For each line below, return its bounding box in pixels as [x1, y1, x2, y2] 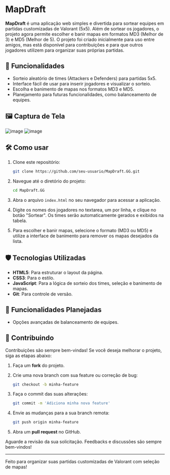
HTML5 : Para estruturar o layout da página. [12, 269, 104, 275]
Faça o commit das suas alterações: [12, 391, 88, 397]
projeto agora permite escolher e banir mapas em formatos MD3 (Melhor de [5, 31, 163, 37]
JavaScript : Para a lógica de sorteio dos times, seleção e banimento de [12, 280, 162, 286]
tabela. [12, 218, 27, 224]
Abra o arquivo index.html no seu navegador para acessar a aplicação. [12, 197, 161, 203]
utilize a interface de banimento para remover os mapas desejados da [12, 233, 158, 239]
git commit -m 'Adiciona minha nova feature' [12, 401, 110, 406]
